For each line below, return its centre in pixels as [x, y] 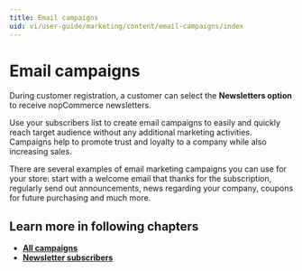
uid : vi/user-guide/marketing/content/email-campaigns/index [127, 26]
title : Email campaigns [54, 18]
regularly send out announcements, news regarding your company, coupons [151, 188]
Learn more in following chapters [104, 226]
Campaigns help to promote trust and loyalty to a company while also [138, 142]
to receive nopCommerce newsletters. [80, 106]
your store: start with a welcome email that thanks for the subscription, [141, 179]
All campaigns [50, 248]
